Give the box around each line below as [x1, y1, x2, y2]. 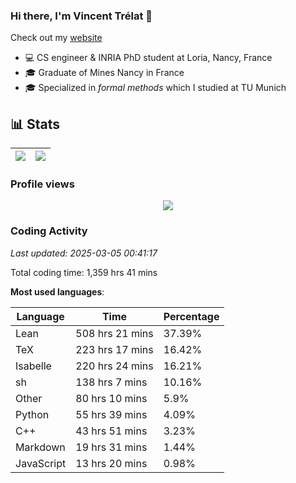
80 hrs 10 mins [75, 391, 148, 405]
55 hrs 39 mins [75, 407, 148, 421]
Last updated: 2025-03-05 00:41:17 [10, 247, 158, 259]
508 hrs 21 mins [75, 326, 154, 340]
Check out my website [10, 32, 103, 44]
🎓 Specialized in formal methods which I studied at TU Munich [24, 82, 287, 94]
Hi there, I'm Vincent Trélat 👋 [10, 9, 153, 23]
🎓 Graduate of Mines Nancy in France [24, 67, 185, 79]
